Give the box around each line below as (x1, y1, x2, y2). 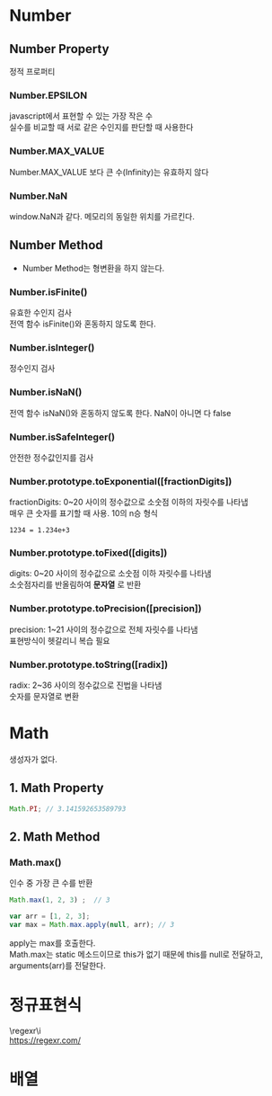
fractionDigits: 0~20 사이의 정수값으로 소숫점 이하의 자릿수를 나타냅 (9, 496, 249, 508)
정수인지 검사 (9, 363, 56, 374)
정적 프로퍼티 (9, 67, 56, 76)
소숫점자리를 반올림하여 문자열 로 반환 (9, 579, 142, 590)
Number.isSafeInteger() (9, 431, 115, 443)
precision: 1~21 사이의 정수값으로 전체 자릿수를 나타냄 (9, 624, 198, 635)
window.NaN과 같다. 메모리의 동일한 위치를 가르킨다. (9, 210, 195, 221)
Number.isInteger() (9, 341, 95, 353)
